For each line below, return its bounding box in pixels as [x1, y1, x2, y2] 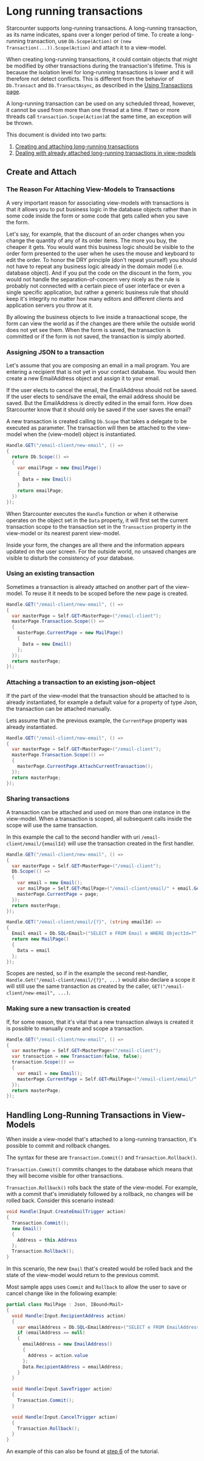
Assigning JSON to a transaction [6, 348, 104, 356]
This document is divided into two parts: [6, 131, 107, 138]
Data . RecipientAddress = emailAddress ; [22, 1364, 123, 1370]
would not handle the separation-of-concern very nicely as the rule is [6, 275, 180, 283]
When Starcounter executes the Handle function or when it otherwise [6, 510, 178, 517]
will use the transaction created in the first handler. [67, 839, 195, 847]
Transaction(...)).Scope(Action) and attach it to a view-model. [6, 44, 167, 51]
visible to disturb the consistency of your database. [6, 554, 135, 562]
